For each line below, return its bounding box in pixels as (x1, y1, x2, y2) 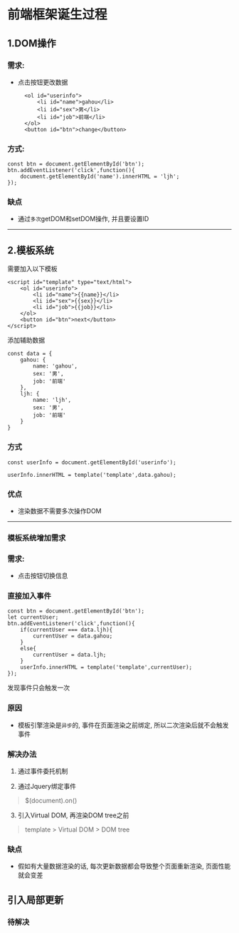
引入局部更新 (7, 894, 64, 906)
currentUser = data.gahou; (33, 632, 113, 640)
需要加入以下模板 (7, 265, 58, 273)
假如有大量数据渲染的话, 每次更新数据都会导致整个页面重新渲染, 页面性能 (17, 862, 231, 871)
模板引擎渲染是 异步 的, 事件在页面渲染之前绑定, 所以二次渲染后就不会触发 (17, 720, 229, 729)
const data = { (7, 350, 53, 358)
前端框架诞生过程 (7, 6, 108, 23)
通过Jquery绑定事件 (17, 782, 77, 790)
